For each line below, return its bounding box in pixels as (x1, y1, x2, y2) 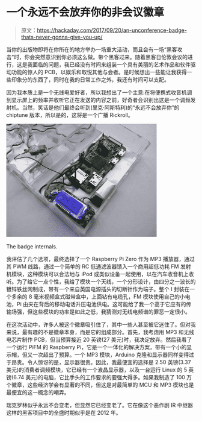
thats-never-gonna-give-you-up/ (20, 33, 103, 40)
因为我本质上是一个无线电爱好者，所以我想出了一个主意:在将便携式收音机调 (6, 89, 192, 96)
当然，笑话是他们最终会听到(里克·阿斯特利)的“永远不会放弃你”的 (22, 104, 180, 111)
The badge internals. (6, 242, 58, 250)
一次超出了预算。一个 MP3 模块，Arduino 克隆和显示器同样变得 (32, 351, 189, 358)
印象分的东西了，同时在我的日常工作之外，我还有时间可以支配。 (11, 76, 170, 83)
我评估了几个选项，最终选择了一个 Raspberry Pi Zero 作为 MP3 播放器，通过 (6, 255, 195, 262)
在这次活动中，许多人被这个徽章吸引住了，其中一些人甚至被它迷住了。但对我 (6, 321, 196, 328)
